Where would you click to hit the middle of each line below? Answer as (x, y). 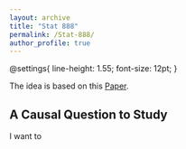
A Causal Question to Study (88, 114)
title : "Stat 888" (44, 26)
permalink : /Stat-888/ (52, 34)
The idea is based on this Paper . (69, 86)
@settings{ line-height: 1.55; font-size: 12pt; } (93, 69)
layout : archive (40, 18)
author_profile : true (50, 43)
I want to (26, 136)
